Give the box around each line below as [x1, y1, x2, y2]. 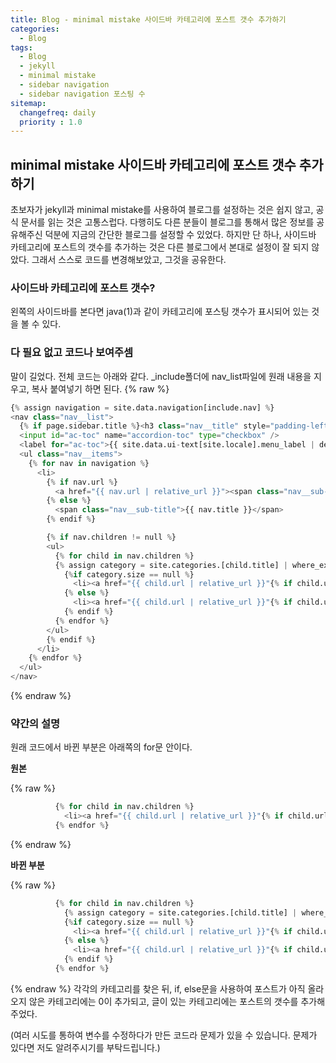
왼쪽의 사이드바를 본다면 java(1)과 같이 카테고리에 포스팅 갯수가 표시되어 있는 [10, 306, 310, 318]
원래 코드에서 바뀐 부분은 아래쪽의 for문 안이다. [10, 741, 193, 753]
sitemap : [10, 98, 47, 108]
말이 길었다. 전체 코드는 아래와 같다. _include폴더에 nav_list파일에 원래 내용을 [10, 370, 312, 382]
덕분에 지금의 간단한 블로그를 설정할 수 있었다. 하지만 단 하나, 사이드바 [44, 229, 317, 241]
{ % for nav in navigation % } [28, 458, 150, 468]
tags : [10, 42, 33, 53]
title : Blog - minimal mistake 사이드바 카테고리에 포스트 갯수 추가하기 [10, 14, 287, 25]
